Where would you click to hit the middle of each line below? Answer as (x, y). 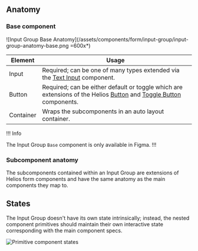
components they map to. (37, 185)
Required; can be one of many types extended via (111, 70)
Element (23, 60)
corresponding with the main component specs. (64, 230)
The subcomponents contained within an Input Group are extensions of (93, 173)
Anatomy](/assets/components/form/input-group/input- (121, 39)
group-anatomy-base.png (37, 45)
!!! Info (14, 133)
